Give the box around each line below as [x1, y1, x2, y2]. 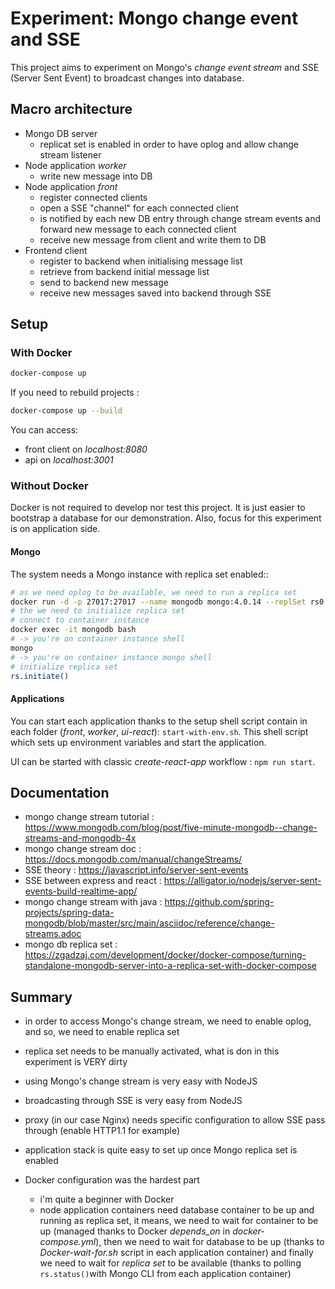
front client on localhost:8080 [24, 443, 148, 456]
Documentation [10, 785, 110, 802]
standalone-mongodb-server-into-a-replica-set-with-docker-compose [24, 960, 318, 972]
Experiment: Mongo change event [10, 7, 299, 30]
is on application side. [10, 523, 101, 535]
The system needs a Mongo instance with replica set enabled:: [10, 568, 269, 580]
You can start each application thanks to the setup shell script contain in [10, 715, 308, 727]
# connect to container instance [10, 615, 150, 626]
